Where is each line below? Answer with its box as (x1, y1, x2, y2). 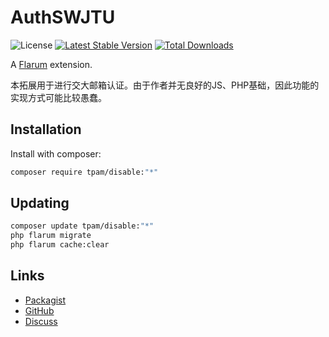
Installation (10, 121, 82, 138)
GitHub (24, 304, 55, 316)
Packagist (24, 294, 67, 306)
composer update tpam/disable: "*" (10, 221, 155, 231)
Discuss (24, 315, 58, 327)
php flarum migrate (10, 231, 92, 241)
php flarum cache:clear (10, 240, 110, 250)
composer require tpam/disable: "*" (10, 167, 159, 177)
